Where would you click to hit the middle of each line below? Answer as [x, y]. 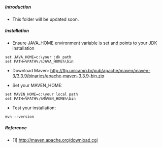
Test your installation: [34, 108]
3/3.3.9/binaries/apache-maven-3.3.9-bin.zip [58, 76]
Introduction [18, 7]
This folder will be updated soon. [46, 19]
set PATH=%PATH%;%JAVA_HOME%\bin [39, 61]
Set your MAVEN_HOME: [37, 85]
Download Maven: [31, 70]
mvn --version [20, 117]
